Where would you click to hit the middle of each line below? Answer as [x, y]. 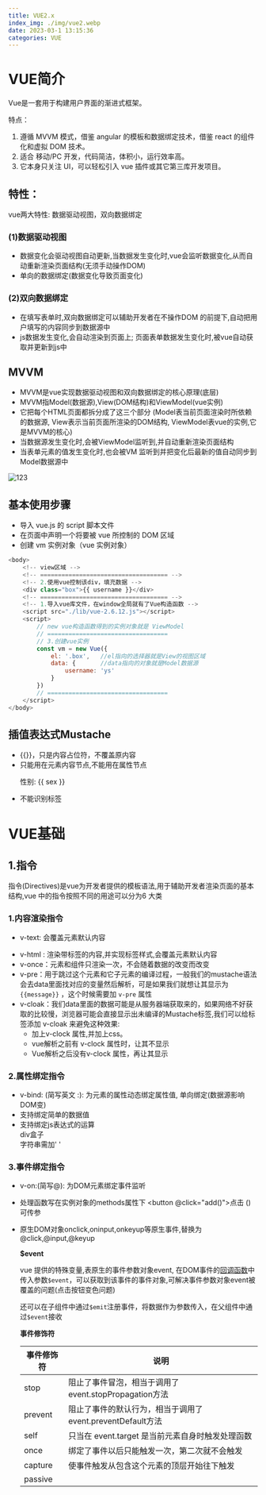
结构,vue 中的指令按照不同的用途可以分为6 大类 [85, 896]
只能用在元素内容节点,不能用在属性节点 [83, 765]
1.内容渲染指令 [36, 919]
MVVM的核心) [49, 432]
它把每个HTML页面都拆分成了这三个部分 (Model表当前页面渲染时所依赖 [136, 412]
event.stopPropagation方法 [118, 1394]
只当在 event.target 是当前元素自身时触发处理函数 [160, 1436]
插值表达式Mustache [60, 734]
